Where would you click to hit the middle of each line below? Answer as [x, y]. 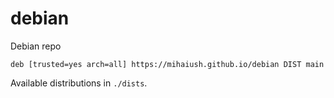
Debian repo [36, 46]
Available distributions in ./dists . [79, 83]
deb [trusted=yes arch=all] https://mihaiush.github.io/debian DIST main [167, 64]
